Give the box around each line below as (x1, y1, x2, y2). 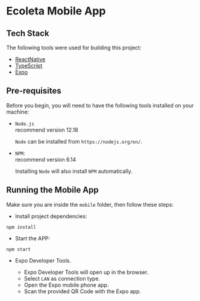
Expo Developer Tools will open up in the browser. (23, 269, 149, 276)
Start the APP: (14, 234, 50, 242)
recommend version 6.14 (14, 156, 77, 163)
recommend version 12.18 (14, 126, 78, 133)
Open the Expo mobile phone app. (23, 281, 109, 288)
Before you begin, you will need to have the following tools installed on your (6, 102, 194, 109)
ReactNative (14, 56, 46, 62)
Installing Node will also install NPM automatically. (14, 167, 133, 175)
